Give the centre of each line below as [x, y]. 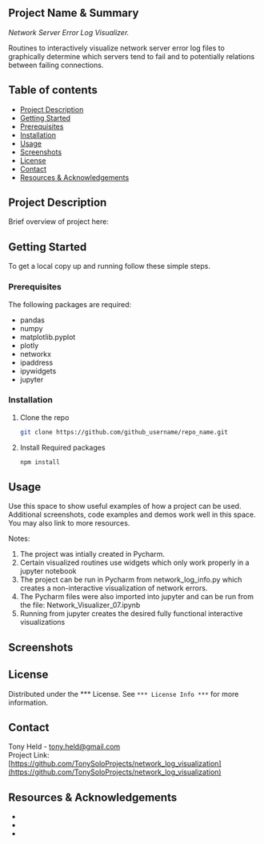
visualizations [42, 622]
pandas [32, 320]
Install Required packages [62, 447]
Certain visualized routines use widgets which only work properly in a [134, 562]
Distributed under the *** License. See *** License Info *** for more [124, 694]
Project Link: [29, 755]
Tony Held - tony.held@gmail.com [64, 746]
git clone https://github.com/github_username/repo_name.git [124, 432]
